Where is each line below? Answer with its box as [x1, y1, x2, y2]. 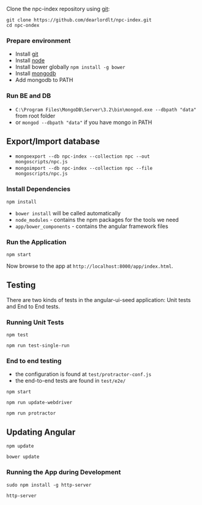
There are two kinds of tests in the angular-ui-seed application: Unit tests [6, 296, 191, 303]
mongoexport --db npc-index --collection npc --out [15, 153, 150, 160]
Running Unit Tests [6, 318, 64, 326]
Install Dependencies [6, 185, 71, 193]
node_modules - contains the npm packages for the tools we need [15, 216, 179, 223]
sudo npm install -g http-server [6, 482, 92, 488]
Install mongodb [15, 70, 56, 77]
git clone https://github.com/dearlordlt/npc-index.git [6, 17, 152, 23]
